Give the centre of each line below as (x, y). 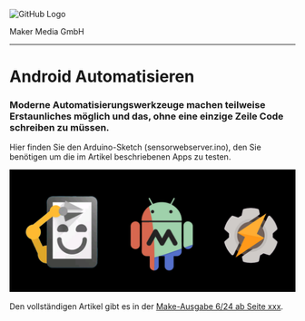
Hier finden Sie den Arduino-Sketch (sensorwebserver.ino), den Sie (135, 147)
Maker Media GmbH (47, 31)
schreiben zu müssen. (59, 128)
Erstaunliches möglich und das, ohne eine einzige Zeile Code (147, 116)
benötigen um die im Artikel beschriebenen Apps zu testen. (120, 157)
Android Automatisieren (102, 77)
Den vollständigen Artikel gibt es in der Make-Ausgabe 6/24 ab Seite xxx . (147, 306)
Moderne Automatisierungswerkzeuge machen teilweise (138, 105)
